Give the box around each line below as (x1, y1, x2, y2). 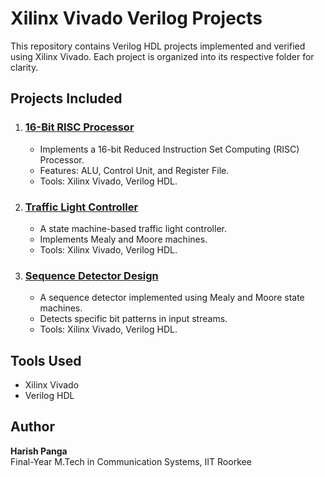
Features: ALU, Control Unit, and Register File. (39, 164, 230, 176)
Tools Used (10, 352, 82, 369)
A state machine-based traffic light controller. (39, 222, 227, 234)
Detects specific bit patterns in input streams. (39, 313, 228, 325)
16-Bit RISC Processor (24, 120, 135, 134)
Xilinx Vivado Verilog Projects (10, 7, 263, 30)
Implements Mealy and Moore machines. (39, 233, 208, 245)
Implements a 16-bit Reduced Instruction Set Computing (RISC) (39, 143, 300, 155)
